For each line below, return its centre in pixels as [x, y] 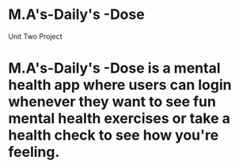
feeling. [34, 152]
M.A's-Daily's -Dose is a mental [114, 68]
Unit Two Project [35, 36]
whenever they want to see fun [112, 102]
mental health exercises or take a [119, 119]
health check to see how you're [114, 135]
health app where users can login [120, 85]
